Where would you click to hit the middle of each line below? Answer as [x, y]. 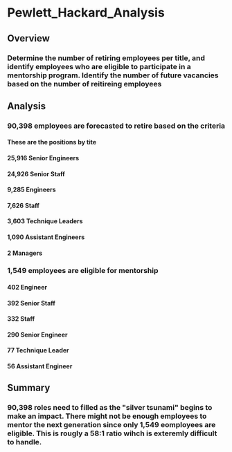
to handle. [25, 442]
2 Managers [25, 253]
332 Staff [21, 319]
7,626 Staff [24, 205]
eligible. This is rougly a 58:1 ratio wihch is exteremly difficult [112, 433]
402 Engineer [27, 288]
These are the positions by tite [52, 142]
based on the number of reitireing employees [84, 84]
